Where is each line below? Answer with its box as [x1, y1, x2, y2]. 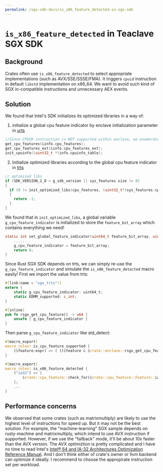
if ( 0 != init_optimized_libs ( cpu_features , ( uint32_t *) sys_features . [9, 188, 155, 192]
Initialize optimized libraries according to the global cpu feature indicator [12, 159, 157, 165]
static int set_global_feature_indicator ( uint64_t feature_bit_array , [5, 234, 151, 239]
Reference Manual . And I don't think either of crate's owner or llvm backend [5, 451, 157, 457]
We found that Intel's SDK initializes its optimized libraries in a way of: [5, 113, 144, 119]
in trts [12, 164, 24, 170]
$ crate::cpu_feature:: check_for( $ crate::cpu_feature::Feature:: [22, 375, 155, 380]
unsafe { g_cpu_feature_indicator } [14, 316, 88, 321]
